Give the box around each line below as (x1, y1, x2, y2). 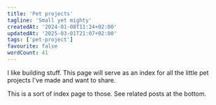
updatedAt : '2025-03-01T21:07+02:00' (7, 29, 117, 37)
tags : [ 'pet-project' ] (7, 36, 73, 43)
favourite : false (7, 43, 58, 50)
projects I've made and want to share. (7, 76, 117, 84)
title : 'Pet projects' (7, 10, 73, 17)
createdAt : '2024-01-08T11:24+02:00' (7, 23, 117, 30)
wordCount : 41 (7, 50, 49, 57)
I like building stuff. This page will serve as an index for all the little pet (7, 68, 209, 77)
